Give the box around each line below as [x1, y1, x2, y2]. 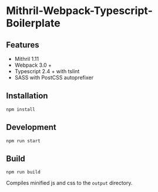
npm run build [6, 169, 41, 175]
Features [6, 40, 39, 50]
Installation [6, 91, 48, 101]
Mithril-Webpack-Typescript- [6, 4, 153, 18]
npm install [6, 107, 35, 112]
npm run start [6, 138, 41, 144]
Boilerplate [6, 16, 60, 30]
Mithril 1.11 [14, 56, 39, 62]
